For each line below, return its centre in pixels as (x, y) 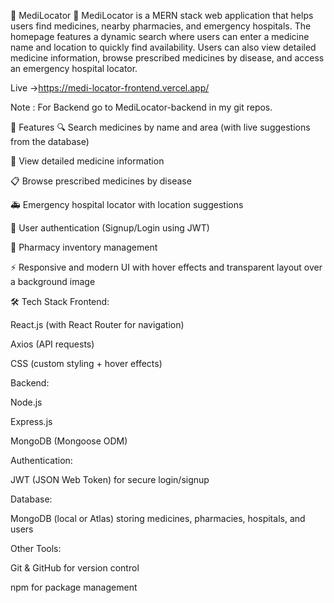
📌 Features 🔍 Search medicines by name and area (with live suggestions (160, 127)
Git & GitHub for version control (75, 568)
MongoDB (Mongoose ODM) (69, 441)
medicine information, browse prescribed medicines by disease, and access (167, 58)
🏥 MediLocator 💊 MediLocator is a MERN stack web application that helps (162, 15)
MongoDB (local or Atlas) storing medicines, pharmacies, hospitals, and (158, 518)
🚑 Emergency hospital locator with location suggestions (127, 204)
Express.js (31, 421)
